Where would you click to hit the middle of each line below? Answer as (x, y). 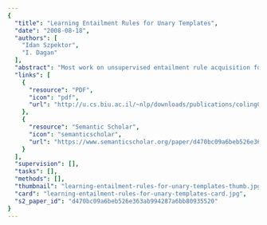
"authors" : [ (36, 38)
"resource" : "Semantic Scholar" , (84, 127)
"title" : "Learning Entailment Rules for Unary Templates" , (116, 23)
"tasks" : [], (36, 172)
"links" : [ (33, 75)
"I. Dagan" (40, 53)
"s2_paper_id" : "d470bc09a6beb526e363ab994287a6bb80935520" (116, 201)
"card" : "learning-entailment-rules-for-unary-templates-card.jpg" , (131, 193)
